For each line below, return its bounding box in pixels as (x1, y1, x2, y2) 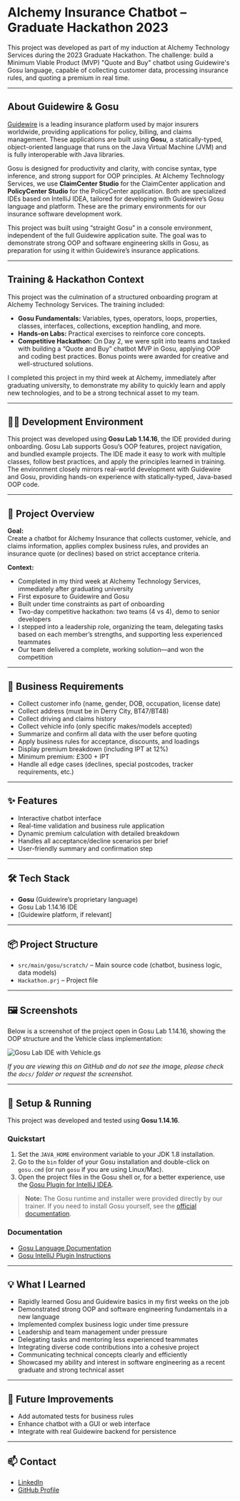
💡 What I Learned (7, 1279, 86, 1291)
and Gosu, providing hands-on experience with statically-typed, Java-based (7, 473, 232, 481)
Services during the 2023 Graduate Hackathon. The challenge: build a (7, 51, 214, 59)
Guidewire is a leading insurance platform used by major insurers (7, 119, 199, 129)
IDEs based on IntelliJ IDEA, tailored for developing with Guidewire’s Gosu (7, 194, 224, 203)
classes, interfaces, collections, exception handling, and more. (17, 321, 202, 330)
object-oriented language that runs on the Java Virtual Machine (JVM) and (7, 142, 227, 151)
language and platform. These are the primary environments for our (7, 201, 206, 211)
